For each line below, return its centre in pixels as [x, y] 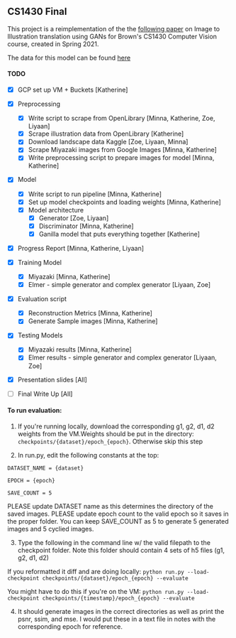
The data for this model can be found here [69, 58]
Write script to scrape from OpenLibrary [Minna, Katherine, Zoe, [122, 118]
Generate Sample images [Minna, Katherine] [93, 321]
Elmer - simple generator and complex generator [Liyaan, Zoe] [119, 285]
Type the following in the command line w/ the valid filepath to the [114, 542]
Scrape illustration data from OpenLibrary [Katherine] [106, 134]
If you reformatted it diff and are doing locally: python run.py [96, 571]
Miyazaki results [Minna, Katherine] [80, 350]
